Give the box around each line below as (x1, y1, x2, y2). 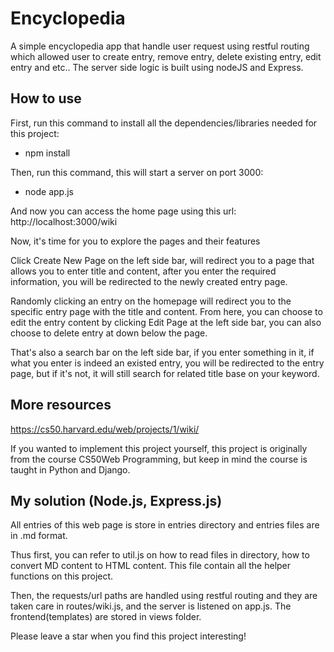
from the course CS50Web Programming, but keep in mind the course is (10, 453, 308, 465)
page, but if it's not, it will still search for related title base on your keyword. (10, 367, 320, 379)
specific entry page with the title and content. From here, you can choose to (10, 305, 323, 317)
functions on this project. (10, 570, 114, 582)
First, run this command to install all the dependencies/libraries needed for (10, 117, 318, 129)
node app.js (24, 185, 74, 197)
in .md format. (10, 530, 68, 542)
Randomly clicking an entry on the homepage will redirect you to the (10, 295, 292, 307)
